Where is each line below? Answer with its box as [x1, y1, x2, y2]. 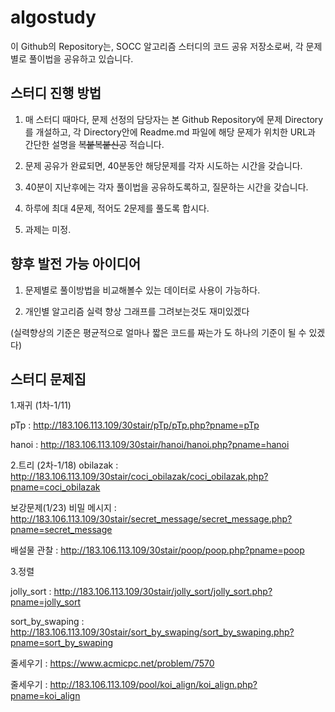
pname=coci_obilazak [10, 481, 101, 493]
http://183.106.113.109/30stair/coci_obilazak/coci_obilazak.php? [10, 471, 269, 483]
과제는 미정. [24, 223, 72, 235]
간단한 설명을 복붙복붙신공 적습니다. [24, 138, 165, 150]
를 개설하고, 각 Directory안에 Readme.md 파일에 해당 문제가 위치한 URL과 [24, 126, 316, 138]
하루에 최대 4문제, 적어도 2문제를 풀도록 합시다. [24, 202, 210, 214]
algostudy [10, 6, 97, 29]
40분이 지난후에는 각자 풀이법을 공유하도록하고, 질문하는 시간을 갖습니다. [24, 181, 309, 193]
